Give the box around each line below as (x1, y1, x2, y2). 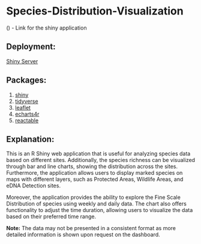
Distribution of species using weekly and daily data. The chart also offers (6, 200, 187, 207)
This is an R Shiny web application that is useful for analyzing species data (6, 150, 191, 157)
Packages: (6, 75, 47, 86)
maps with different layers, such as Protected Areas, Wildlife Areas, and (6, 176, 184, 183)
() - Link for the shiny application (6, 24, 87, 31)
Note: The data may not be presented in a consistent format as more (6, 225, 176, 232)
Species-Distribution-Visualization (6, 4, 184, 18)
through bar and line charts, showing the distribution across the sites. (6, 163, 178, 170)
